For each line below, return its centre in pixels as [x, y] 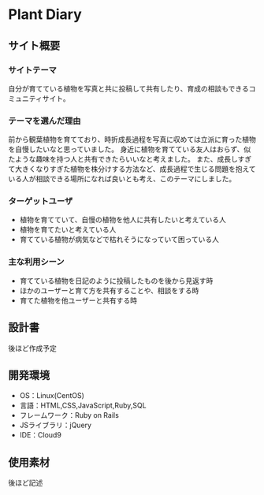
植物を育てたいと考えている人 [68, 229]
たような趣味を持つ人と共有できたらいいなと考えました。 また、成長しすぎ [130, 159]
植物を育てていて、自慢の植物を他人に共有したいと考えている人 [123, 220]
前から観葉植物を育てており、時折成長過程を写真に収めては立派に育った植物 [132, 140]
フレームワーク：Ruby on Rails [69, 415]
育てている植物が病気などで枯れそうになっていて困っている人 [119, 240]
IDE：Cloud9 [40, 435]
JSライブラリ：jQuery [56, 425]
